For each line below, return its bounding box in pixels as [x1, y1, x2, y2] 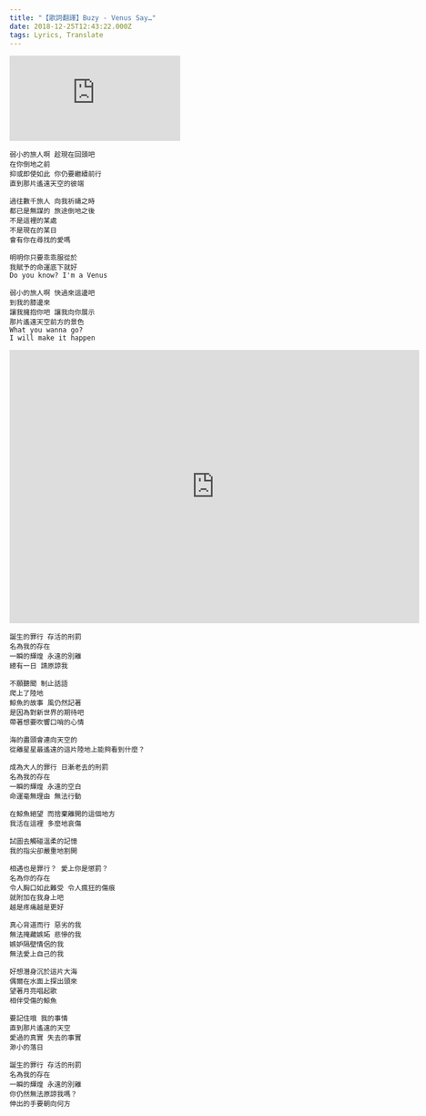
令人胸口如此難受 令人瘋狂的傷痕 [9, 884, 116, 893]
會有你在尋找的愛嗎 [9, 236, 71, 245]
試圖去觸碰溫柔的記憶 [9, 837, 77, 846]
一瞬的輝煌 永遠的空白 [9, 783, 82, 792]
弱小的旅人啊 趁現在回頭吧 [9, 150, 96, 159]
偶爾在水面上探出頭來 [9, 977, 77, 987]
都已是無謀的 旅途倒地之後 [9, 207, 96, 216]
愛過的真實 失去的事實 [9, 1033, 82, 1043]
